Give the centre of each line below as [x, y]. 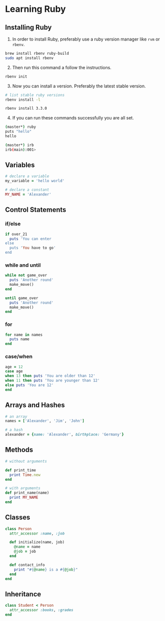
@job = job [25, 551]
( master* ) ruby [21, 127]
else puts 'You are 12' [29, 385]
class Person [18, 529]
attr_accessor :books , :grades [41, 610]
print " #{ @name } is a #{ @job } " [46, 569]
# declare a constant [27, 190]
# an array [16, 416]
